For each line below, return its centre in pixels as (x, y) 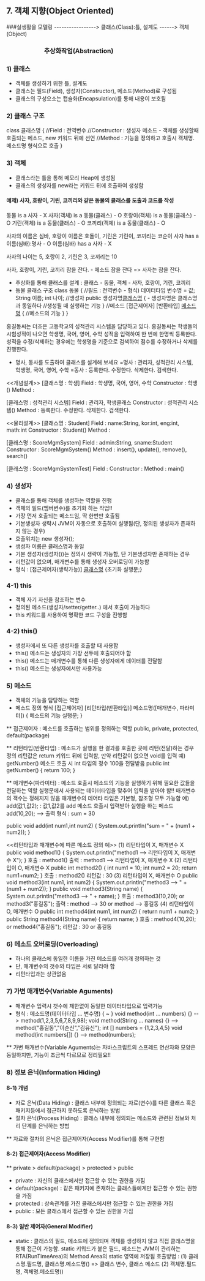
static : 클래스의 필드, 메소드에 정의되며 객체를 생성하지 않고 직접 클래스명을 (105, 1241)
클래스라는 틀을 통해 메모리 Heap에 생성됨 (65, 178)
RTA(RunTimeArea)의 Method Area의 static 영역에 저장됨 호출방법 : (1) (101, 1257)
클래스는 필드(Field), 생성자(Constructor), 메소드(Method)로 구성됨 (96, 91)
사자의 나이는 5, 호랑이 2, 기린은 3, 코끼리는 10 (62, 257)
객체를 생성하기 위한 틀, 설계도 (51, 83)
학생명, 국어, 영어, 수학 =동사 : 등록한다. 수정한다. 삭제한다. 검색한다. (97, 370)
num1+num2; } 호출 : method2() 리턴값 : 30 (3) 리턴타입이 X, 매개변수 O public (102, 876)
